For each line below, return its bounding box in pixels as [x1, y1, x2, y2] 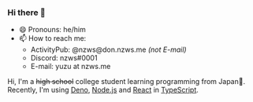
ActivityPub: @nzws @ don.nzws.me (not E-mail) [30, 45, 187, 54]
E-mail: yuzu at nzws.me [30, 62, 111, 71]
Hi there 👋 [7, 7, 47, 18]
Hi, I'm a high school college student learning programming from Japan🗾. [7, 77, 246, 86]
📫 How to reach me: [18, 34, 87, 43]
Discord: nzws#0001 [30, 53, 98, 63]
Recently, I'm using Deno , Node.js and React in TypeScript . [7, 86, 199, 95]
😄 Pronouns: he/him [18, 25, 86, 35]
